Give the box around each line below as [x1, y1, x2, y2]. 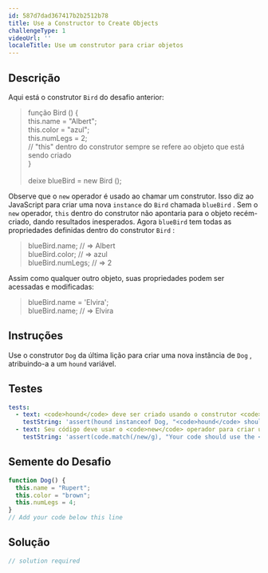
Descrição [8, 71, 61, 85]
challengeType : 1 [8, 26, 66, 34]
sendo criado [27, 150, 72, 160]
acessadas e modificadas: [8, 282, 94, 291]
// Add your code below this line [8, 514, 124, 522]
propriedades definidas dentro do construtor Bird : [8, 225, 175, 234]
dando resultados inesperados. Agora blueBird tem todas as [33, 217, 232, 226]
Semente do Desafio [8, 455, 112, 469]
